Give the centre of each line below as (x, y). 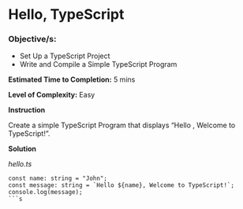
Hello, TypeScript (66, 15)
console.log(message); (45, 192)
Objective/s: (32, 39)
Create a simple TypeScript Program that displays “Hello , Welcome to (122, 125)
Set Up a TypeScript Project (65, 56)
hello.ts (20, 164)
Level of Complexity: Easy (52, 95)
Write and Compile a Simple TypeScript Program (98, 64)
